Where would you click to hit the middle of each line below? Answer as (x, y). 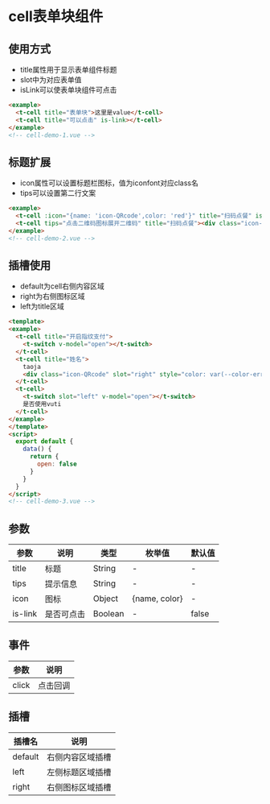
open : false (57, 464)
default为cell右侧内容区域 (62, 286)
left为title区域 (42, 306)
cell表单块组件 (56, 17)
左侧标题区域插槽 (79, 772)
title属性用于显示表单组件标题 (68, 70)
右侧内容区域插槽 (79, 756)
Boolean (108, 614)
